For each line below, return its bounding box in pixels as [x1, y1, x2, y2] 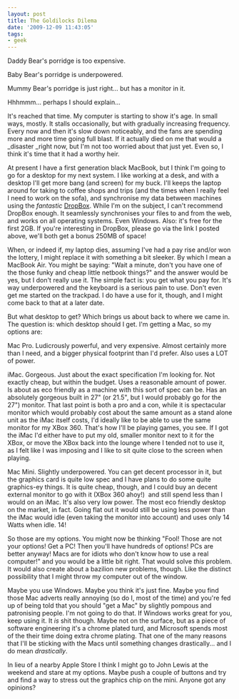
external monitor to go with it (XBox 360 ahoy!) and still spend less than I [7, 490, 223, 499]
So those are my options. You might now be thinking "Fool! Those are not [7, 534, 223, 543]
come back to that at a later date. [7, 299, 105, 307]
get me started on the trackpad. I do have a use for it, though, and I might [7, 291, 223, 300]
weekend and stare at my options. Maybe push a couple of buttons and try [7, 668, 227, 677]
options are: [7, 327, 43, 336]
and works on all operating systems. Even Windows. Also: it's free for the [7, 217, 223, 225]
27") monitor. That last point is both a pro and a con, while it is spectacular [7, 401, 226, 409]
